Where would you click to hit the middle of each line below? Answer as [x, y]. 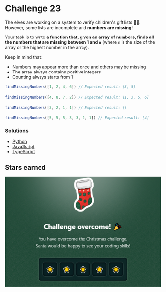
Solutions [17, 130]
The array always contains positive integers [57, 72]
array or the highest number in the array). [47, 47]
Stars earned [25, 167]
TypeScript [23, 152]
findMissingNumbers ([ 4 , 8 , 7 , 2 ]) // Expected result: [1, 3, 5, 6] [77, 97]
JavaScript [23, 146]
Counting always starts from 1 [42, 77]
